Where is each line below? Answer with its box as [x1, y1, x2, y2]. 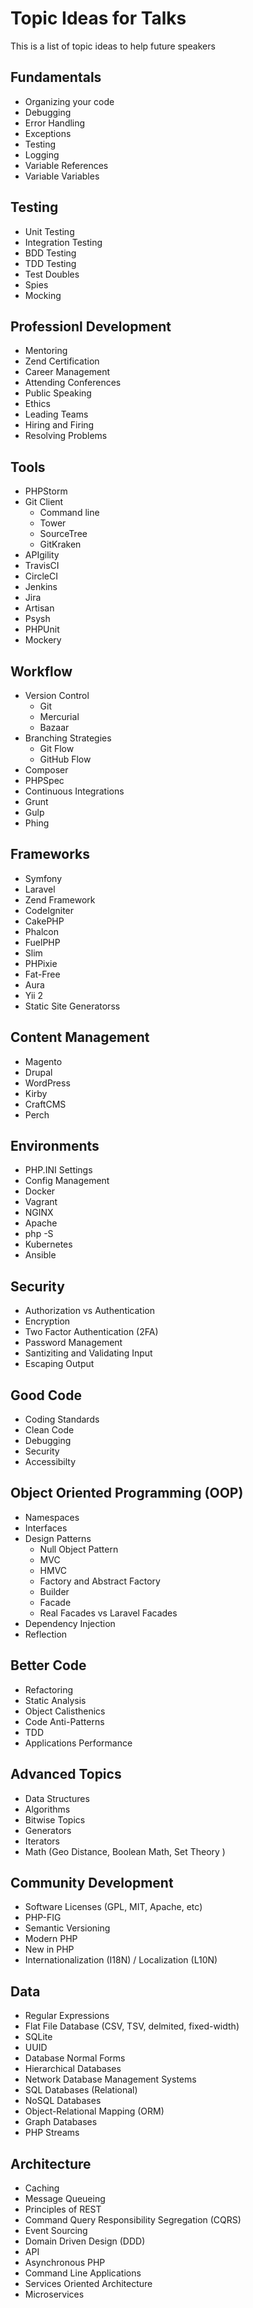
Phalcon [24, 925, 59, 937]
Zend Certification [24, 355, 100, 367]
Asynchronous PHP [24, 2256, 106, 2268]
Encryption [24, 1315, 71, 1327]
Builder [39, 1585, 70, 1597]
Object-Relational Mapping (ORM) [24, 2105, 165, 2117]
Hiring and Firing [24, 419, 95, 431]
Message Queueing [24, 2192, 106, 2204]
